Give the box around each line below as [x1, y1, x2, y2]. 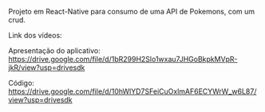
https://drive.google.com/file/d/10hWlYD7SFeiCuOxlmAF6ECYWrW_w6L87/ [8, 87, 257, 96]
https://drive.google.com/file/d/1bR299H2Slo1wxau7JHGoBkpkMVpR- [8, 55, 238, 64]
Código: [8, 79, 34, 87]
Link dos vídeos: [8, 31, 62, 40]
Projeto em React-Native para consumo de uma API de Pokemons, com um [8, 7, 255, 16]
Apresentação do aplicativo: [8, 46, 101, 55]
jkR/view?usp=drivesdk [8, 63, 85, 72]
